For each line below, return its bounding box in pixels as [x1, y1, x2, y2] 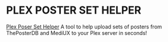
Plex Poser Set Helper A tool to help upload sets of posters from [6, 23, 163, 30]
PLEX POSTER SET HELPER [6, 4, 141, 17]
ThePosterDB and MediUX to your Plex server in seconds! [6, 29, 147, 36]
